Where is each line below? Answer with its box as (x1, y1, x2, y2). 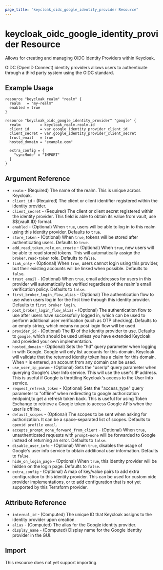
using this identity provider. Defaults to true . (12, 229, 102, 235)
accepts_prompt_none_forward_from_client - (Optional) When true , (12, 427, 146, 433)
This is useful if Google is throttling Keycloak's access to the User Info (12, 375, 153, 381)
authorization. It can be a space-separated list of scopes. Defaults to (12, 417, 150, 422)
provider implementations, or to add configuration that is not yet (12, 479, 141, 485)
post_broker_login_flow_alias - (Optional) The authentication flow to (12, 307, 152, 313)
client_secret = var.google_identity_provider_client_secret (9, 131, 137, 136)
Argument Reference (5, 174, 70, 183)
